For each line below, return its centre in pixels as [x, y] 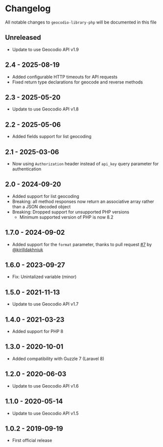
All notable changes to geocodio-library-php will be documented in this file [81, 22]
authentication [27, 169]
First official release [32, 441]
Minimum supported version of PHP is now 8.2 [66, 217]
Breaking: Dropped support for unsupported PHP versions [71, 212]
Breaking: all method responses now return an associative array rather [83, 201]
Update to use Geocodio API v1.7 [45, 304]
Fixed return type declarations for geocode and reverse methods [77, 82]
